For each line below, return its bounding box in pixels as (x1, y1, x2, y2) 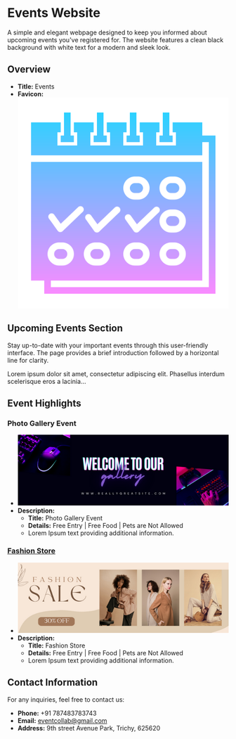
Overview (7, 63, 51, 75)
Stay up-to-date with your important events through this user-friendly (7, 341, 209, 349)
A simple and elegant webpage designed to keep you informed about (7, 28, 207, 37)
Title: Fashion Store (27, 641, 86, 650)
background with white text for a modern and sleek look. (7, 43, 171, 51)
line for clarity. (7, 356, 49, 364)
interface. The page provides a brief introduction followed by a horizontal (7, 348, 219, 356)
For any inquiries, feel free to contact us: (7, 695, 125, 704)
